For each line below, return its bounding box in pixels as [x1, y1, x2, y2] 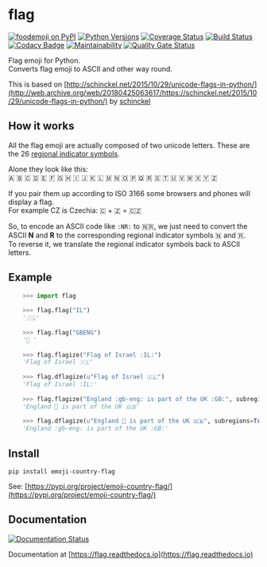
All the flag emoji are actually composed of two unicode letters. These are [8, 141, 250, 150]
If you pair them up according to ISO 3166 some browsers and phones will [8, 188, 250, 198]
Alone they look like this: [8, 164, 89, 174]
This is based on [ [8, 79, 68, 89]
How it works [8, 119, 75, 133]
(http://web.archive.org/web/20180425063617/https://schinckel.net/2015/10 [8, 87, 257, 97]
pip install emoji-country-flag [8, 468, 115, 476]
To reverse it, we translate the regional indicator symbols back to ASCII [8, 239, 241, 249]
